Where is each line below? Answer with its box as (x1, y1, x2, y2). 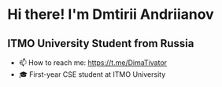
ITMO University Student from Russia (7, 37, 194, 50)
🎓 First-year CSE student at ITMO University (18, 70, 166, 79)
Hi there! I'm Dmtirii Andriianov (7, 5, 214, 24)
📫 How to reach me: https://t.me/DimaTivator (18, 58, 167, 67)
